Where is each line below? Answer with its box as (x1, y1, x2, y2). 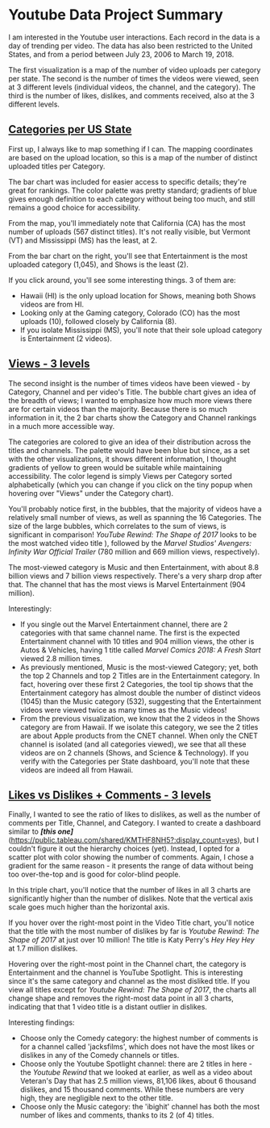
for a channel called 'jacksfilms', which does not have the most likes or (19, 1042, 255, 1051)
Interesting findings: (8, 1018, 75, 1027)
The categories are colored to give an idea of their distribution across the (8, 437, 251, 447)
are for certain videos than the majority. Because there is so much (8, 404, 228, 414)
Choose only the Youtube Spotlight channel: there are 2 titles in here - (19, 1059, 252, 1069)
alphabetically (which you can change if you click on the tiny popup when (8, 480, 253, 489)
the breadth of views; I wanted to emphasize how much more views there (8, 395, 252, 405)
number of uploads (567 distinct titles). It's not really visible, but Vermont (8, 227, 251, 236)
